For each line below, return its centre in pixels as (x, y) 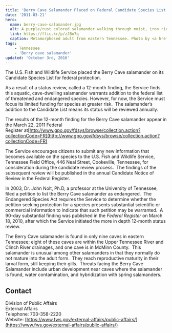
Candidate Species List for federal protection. (53, 78)
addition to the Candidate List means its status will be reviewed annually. (82, 110)
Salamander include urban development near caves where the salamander (84, 269)
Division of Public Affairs (31, 303)
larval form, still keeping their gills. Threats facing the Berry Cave (74, 264)
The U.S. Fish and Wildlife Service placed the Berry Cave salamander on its (84, 72)
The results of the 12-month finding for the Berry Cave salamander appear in (86, 120)
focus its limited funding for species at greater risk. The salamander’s (79, 104)
